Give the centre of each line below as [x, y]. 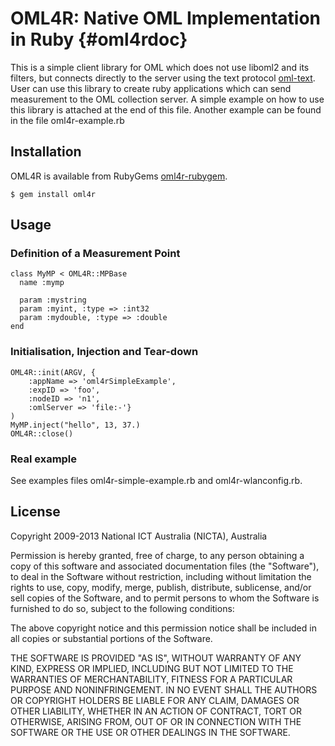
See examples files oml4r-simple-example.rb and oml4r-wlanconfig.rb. [156, 481]
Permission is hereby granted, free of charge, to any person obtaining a [157, 555]
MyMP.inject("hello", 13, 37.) [75, 425]
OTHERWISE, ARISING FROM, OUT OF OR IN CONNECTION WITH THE [156, 721]
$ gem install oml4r [53, 194]
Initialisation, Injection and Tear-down [104, 352]
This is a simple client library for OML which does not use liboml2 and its [160, 67]
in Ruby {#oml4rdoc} [99, 39]
